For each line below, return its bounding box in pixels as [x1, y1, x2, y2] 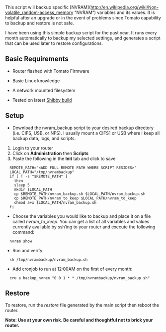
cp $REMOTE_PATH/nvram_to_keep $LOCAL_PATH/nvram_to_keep [14, 195, 137, 201]
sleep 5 [14, 182, 30, 187]
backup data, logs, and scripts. [12, 135, 76, 141]
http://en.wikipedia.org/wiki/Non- [90, 4, 159, 10]
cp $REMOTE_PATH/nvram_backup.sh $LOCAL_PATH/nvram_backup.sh [14, 191, 146, 196]
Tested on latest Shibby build [12, 97, 72, 103]
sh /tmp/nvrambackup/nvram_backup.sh [9, 257, 88, 262]
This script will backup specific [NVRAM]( [5, 4, 91, 10]
